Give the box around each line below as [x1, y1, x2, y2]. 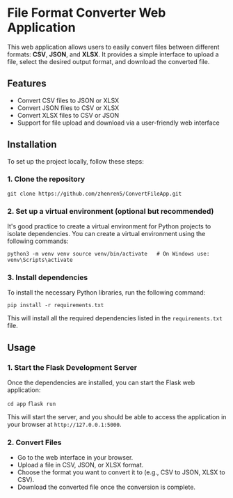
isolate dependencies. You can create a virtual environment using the [7, 230, 206, 238]
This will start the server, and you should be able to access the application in [7, 413, 227, 421]
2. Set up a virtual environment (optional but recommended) [7, 206, 214, 216]
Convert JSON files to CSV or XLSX [17, 103, 120, 112]
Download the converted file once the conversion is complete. [17, 483, 196, 492]
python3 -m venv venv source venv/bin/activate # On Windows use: [7, 251, 210, 258]
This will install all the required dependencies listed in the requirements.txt [7, 314, 223, 322]
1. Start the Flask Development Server [7, 362, 138, 372]
